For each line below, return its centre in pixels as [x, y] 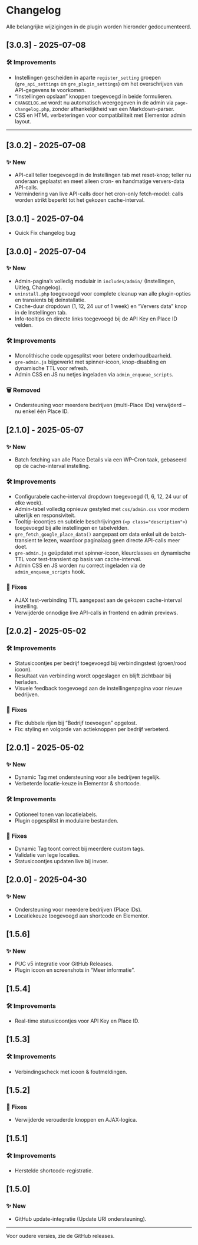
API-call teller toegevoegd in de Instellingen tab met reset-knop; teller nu [103, 175]
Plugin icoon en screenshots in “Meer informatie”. [75, 970]
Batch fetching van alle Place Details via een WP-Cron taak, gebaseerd [100, 460]
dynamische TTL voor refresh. [51, 368]
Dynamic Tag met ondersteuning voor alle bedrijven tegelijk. [88, 777]
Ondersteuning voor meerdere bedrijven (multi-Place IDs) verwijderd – [100, 405]
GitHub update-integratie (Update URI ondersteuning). [80, 1218]
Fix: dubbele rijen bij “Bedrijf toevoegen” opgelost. [76, 723]
